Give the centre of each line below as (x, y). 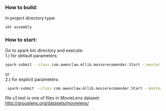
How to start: (21, 40)
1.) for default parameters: (32, 56)
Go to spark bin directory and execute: (44, 50)
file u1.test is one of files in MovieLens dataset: (53, 98)
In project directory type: (30, 18)
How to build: (21, 7)
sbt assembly (19, 27)
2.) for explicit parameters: (32, 79)
